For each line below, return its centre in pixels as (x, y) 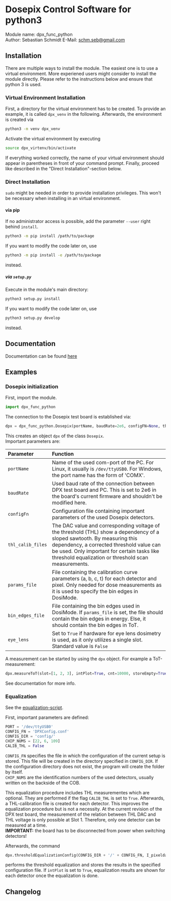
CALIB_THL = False (25, 746)
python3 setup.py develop (33, 318)
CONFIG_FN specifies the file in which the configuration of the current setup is (85, 756)
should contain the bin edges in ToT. (95, 625)
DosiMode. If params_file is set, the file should (107, 612)
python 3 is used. (23, 84)
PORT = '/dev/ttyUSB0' (29, 727)
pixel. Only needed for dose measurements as (107, 585)
